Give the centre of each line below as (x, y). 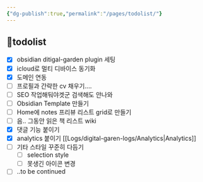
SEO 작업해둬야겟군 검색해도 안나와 (65, 94)
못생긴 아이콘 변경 (51, 164)
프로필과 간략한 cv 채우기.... (54, 86)
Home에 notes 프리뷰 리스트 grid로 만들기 (74, 112)
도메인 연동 (32, 77)
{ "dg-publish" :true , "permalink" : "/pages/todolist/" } (84, 14)
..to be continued (41, 172)
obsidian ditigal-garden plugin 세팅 (66, 59)
